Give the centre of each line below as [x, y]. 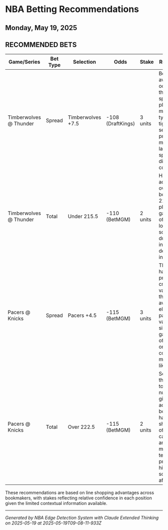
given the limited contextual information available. [56, 503]
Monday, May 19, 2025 [41, 28]
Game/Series [24, 62]
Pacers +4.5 [82, 315]
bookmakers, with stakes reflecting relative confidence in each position [79, 498]
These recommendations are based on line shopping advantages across [79, 493]
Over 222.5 [81, 427]
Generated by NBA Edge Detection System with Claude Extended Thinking [82, 518]
